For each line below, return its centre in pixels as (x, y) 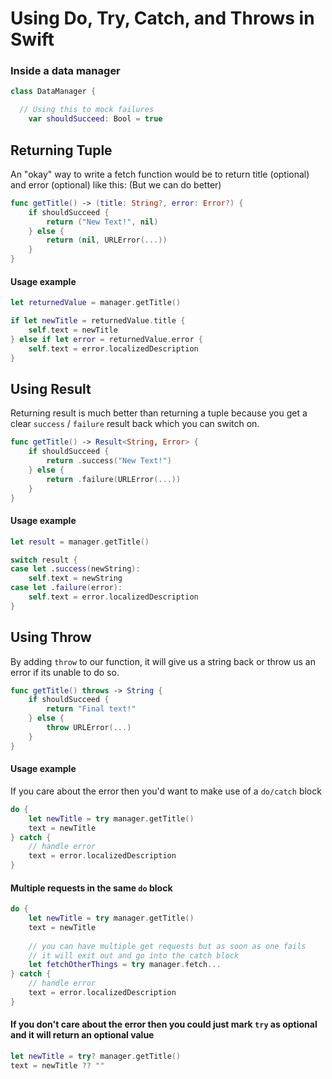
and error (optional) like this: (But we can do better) (116, 184)
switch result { (44, 560)
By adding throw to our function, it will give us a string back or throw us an (163, 661)
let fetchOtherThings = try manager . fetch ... (125, 965)
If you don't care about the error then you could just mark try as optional (164, 1024)
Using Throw (51, 637)
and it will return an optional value (82, 1035)
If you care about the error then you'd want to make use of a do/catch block (166, 791)
